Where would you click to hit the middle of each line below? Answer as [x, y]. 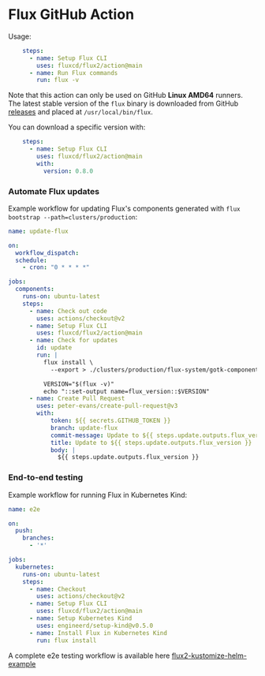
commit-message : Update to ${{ [102, 435]
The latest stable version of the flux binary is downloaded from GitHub [123, 103]
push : [24, 531]
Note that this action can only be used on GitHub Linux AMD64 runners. [125, 95]
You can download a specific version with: [77, 127]
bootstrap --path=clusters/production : [73, 217]
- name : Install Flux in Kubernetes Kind [98, 633]
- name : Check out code [68, 311]
